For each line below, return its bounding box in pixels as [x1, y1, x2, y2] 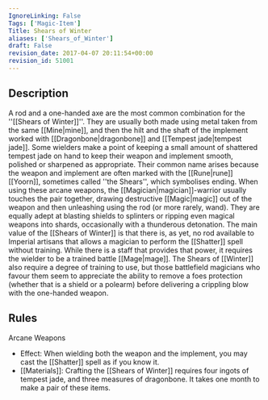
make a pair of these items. [19, 382, 111, 392]
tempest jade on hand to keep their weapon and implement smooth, [8, 151, 234, 160]
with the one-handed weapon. [8, 288, 109, 298]
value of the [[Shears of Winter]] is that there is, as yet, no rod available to [8, 227, 254, 238]
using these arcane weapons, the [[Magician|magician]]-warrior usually [8, 185, 247, 194]
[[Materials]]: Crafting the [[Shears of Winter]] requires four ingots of [19, 365, 249, 375]
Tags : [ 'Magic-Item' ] [8, 19, 82, 27]
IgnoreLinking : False [8, 11, 82, 20]
